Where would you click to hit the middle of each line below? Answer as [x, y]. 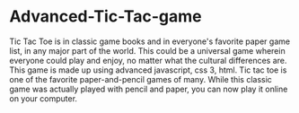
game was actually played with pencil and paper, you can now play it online [149, 89]
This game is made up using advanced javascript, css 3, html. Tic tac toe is [148, 70]
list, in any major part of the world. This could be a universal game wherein [147, 50]
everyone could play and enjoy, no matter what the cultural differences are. [148, 60]
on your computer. [44, 98]
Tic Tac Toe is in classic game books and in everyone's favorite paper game [149, 41]
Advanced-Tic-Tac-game [106, 17]
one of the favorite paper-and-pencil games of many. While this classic [141, 79]
